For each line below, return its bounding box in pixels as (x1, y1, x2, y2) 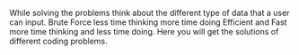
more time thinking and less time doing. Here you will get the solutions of (9, 27, 279, 36)
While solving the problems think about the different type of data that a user (9, 8, 290, 18)
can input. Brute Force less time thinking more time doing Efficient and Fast (9, 17, 287, 27)
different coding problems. (9, 35, 108, 46)
